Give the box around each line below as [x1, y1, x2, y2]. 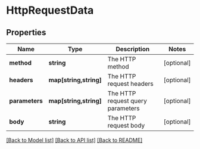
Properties [6, 27, 46, 38]
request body [107, 122, 145, 129]
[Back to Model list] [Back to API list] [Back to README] [6, 136, 143, 144]
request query [107, 97, 147, 105]
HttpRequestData [6, 4, 94, 17]
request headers [107, 80, 154, 88]
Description [115, 45, 150, 53]
